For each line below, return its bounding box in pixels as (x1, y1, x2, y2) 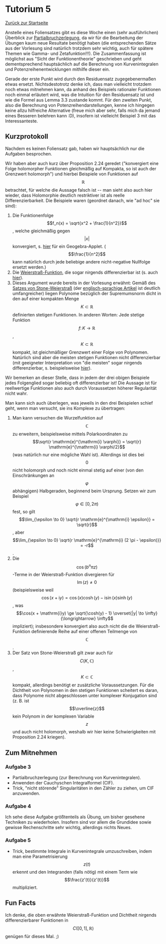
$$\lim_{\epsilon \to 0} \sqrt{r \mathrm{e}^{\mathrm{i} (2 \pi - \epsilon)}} (12, 537, 162, 543)
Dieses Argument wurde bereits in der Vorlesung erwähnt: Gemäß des (12, 280, 156, 286)
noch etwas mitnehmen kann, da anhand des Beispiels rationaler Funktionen (5, 86, 161, 92)
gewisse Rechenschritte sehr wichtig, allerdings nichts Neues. (5, 825, 132, 831)
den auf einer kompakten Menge (12, 296, 79, 302)
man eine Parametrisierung (12, 853, 68, 859)
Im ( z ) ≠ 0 (77, 579, 97, 585)
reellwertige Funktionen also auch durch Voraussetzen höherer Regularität (5, 385, 157, 391)
